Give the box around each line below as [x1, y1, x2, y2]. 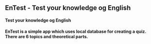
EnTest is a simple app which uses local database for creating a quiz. [5, 29, 147, 34]
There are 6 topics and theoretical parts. [5, 33, 88, 39]
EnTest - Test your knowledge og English [5, 4, 131, 12]
